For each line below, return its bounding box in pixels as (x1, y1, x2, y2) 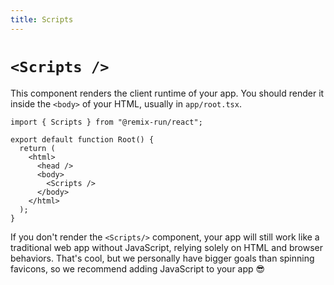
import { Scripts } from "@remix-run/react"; (10, 117, 203, 127)
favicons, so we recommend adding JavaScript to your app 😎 (10, 262, 266, 275)
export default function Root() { (10, 134, 155, 145)
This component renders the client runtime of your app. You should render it (10, 87, 325, 99)
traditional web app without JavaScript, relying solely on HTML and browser (10, 241, 323, 253)
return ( (19, 143, 56, 153)
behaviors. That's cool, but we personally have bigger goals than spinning (10, 252, 315, 264)
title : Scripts (10, 14, 74, 25)
